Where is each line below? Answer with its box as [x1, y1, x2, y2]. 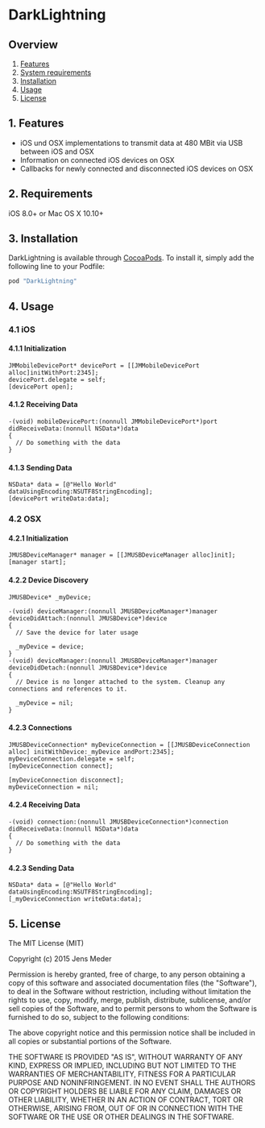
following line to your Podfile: [8, 262, 106, 272]
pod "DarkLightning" [8, 277, 78, 285]
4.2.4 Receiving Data [8, 800, 81, 810]
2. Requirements [8, 187, 93, 201]
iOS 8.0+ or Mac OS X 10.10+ [8, 208, 105, 218]
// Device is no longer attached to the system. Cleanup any [15, 678, 226, 686]
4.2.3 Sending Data [8, 863, 75, 873]
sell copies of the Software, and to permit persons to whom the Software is [8, 1003, 258, 1013]
